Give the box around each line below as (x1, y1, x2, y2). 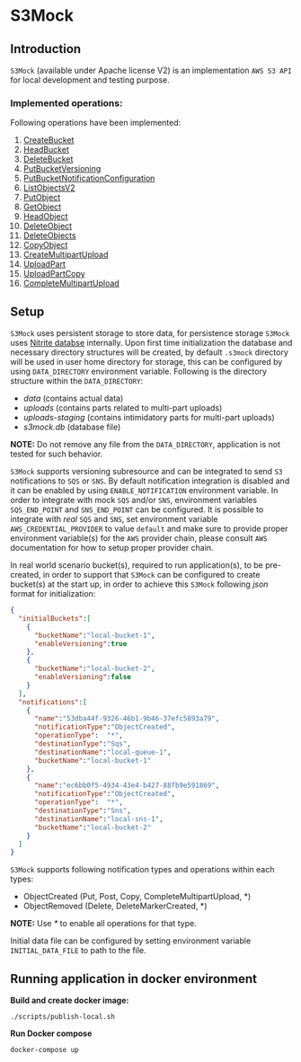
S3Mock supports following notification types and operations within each (10, 864, 275, 875)
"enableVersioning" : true (33, 639, 128, 648)
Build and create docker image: (10, 995, 129, 1006)
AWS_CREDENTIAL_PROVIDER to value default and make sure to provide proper (10, 523, 288, 535)
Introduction (10, 41, 82, 57)
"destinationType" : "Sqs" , (33, 739, 131, 748)
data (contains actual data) (22, 393, 124, 404)
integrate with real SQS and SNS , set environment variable (10, 514, 218, 525)
